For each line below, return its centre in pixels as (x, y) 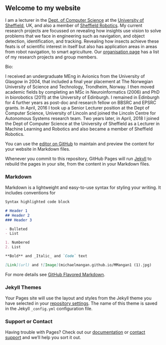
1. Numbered (17, 242)
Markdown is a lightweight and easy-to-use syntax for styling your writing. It (83, 187)
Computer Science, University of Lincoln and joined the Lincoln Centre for (81, 113)
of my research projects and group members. (52, 57)
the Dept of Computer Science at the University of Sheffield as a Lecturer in (83, 123)
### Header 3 (19, 220)
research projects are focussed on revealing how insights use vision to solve (83, 30)
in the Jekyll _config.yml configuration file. (49, 309)
